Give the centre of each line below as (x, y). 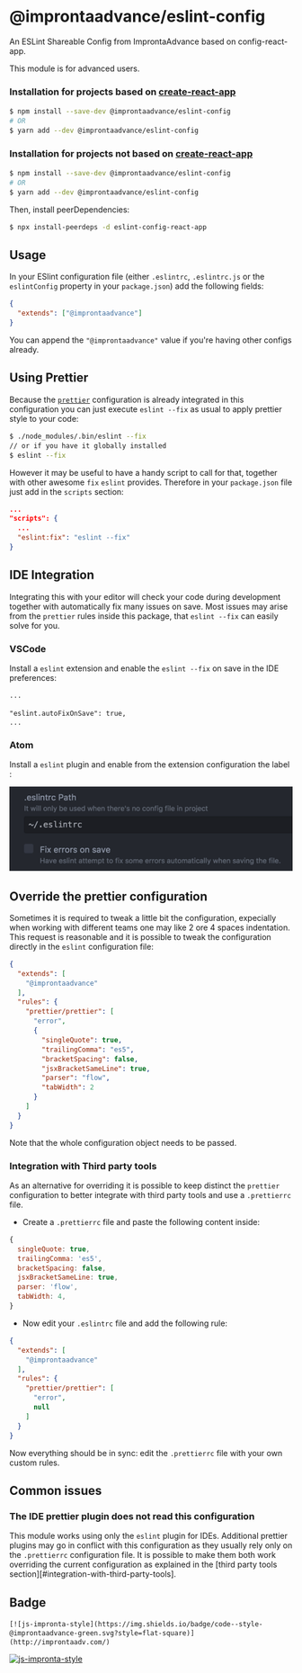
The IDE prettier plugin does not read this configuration (132, 1516)
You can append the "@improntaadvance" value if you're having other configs (151, 340)
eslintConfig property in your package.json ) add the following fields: (137, 286)
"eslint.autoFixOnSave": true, (68, 714)
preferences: (33, 678)
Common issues (56, 1491)
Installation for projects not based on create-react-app (131, 153)
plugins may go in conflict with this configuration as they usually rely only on (151, 1545)
